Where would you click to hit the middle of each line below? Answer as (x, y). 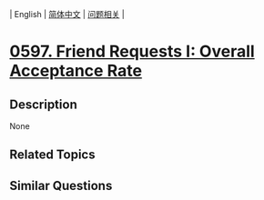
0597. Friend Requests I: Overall (132, 51)
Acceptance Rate (76, 71)
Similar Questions (61, 185)
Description (43, 104)
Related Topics (52, 155)
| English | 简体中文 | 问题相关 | (67, 14)
